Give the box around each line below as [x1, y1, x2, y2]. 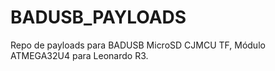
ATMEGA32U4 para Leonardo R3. [10, 49, 149, 61]
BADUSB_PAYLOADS [10, 6, 187, 29]
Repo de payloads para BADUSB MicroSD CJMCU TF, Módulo [10, 39, 266, 51]
